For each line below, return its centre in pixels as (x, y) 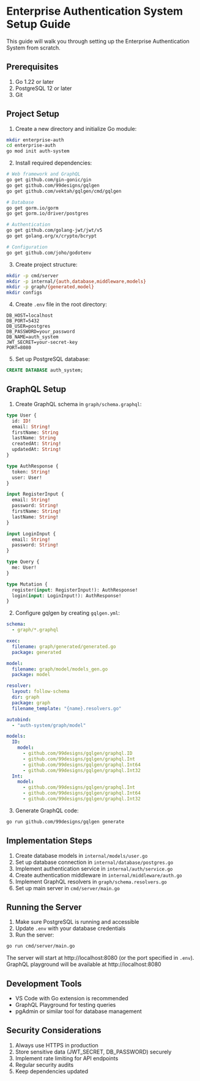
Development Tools (44, 983)
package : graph (31, 703)
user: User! (27, 477)
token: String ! (31, 472)
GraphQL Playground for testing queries (65, 1005)
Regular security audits (44, 1064)
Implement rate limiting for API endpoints (67, 1058)
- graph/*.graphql (35, 630)
